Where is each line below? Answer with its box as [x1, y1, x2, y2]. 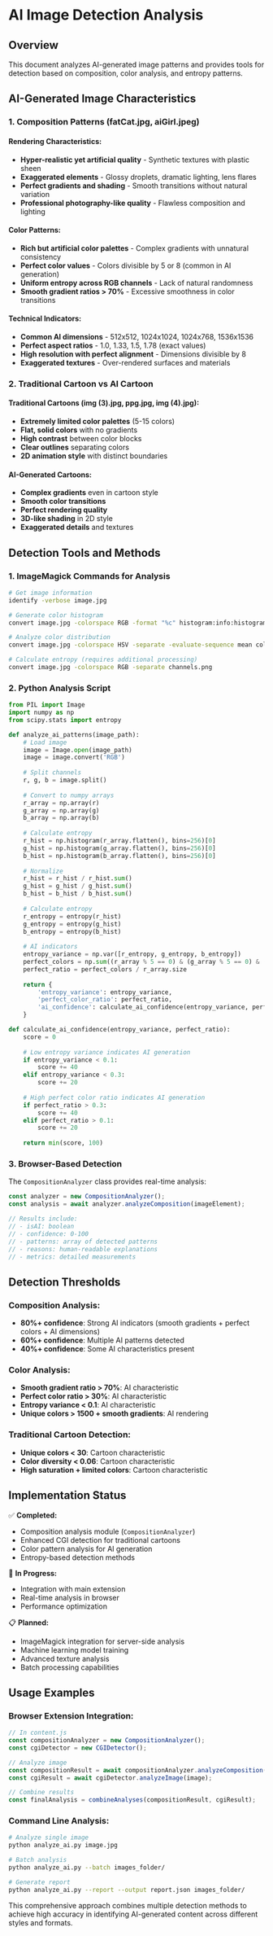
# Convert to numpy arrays [23, 791, 115, 799]
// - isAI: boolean [8, 1223, 75, 1231]
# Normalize [23, 867, 63, 875]
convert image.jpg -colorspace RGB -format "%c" [8, 619, 176, 627]
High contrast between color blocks [19, 434, 142, 444]
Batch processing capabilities [19, 1662, 119, 1672]
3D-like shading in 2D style [19, 514, 114, 523]
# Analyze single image [8, 1833, 89, 1842]
